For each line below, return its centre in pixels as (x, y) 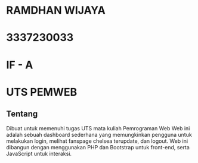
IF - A (20, 65)
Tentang (22, 114)
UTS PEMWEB (42, 92)
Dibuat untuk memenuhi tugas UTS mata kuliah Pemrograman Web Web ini (98, 128)
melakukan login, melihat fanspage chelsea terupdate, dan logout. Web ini (97, 141)
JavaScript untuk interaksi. (39, 153)
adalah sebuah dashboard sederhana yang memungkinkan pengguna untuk (99, 134)
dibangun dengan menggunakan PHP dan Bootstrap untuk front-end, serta (98, 147)
